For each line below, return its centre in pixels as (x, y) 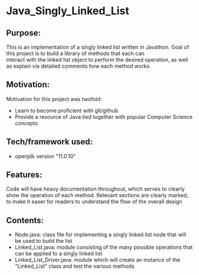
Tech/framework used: (50, 142)
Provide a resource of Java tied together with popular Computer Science (104, 116)
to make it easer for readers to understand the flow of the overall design (94, 202)
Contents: (25, 220)
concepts (26, 123)
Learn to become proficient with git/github (67, 110)
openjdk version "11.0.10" (45, 156)
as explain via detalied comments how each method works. (79, 66)
